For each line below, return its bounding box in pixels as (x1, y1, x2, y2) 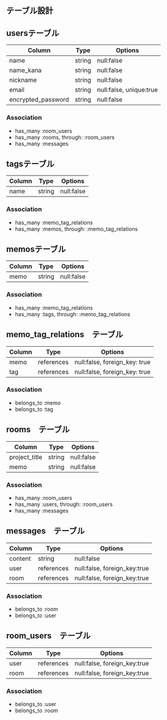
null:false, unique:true (97, 86, 158, 94)
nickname (9, 76, 37, 84)
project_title (9, 453, 43, 461)
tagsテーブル (6, 159, 55, 169)
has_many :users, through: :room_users (14, 501, 113, 508)
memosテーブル (6, 244, 66, 254)
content (9, 554, 31, 563)
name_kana (9, 66, 42, 75)
